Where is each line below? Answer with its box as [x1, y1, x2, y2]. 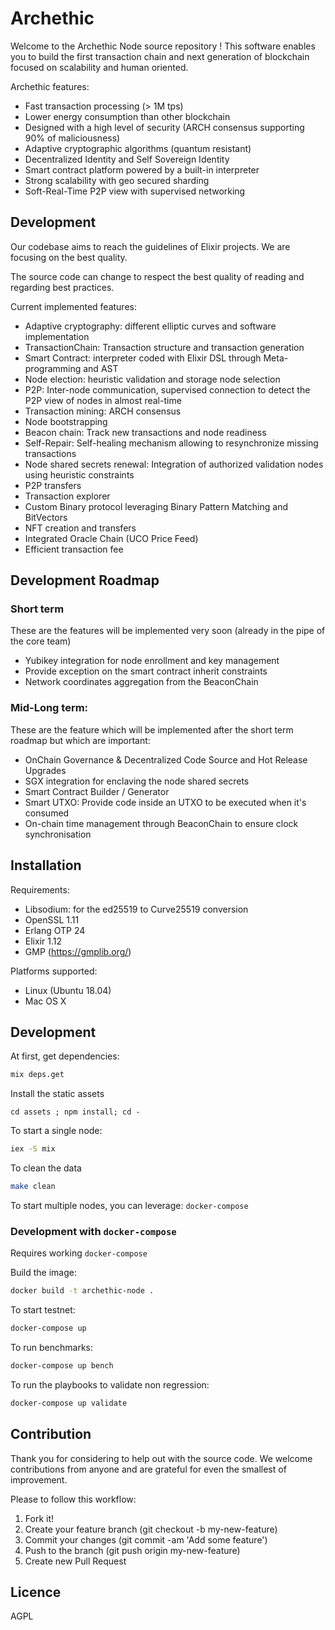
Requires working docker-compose [10, 1247, 148, 1259]
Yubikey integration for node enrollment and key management [24, 655, 280, 667]
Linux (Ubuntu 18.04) [24, 984, 112, 996]
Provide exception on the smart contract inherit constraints [24, 665, 268, 677]
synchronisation [24, 828, 92, 840]
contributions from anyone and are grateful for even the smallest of [10, 1463, 287, 1475]
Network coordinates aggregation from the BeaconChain [24, 676, 259, 688]
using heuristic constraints [24, 468, 135, 481]
